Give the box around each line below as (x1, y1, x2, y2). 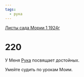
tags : (5, 7, 16, 12)
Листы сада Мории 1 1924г (5, 25, 60, 30)
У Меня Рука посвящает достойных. (5, 57, 80, 63)
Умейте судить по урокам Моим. (5, 67, 73, 73)
